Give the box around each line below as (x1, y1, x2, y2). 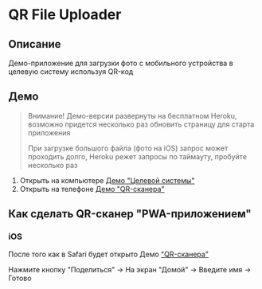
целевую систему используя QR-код (8, 67, 134, 76)
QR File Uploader (8, 6, 122, 24)
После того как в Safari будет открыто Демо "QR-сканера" (8, 249, 209, 259)
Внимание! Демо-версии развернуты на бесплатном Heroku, (27, 111, 237, 120)
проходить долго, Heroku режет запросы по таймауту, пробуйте (27, 151, 247, 161)
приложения (27, 127, 71, 137)
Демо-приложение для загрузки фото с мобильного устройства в (8, 58, 233, 68)
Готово (8, 273, 32, 283)
